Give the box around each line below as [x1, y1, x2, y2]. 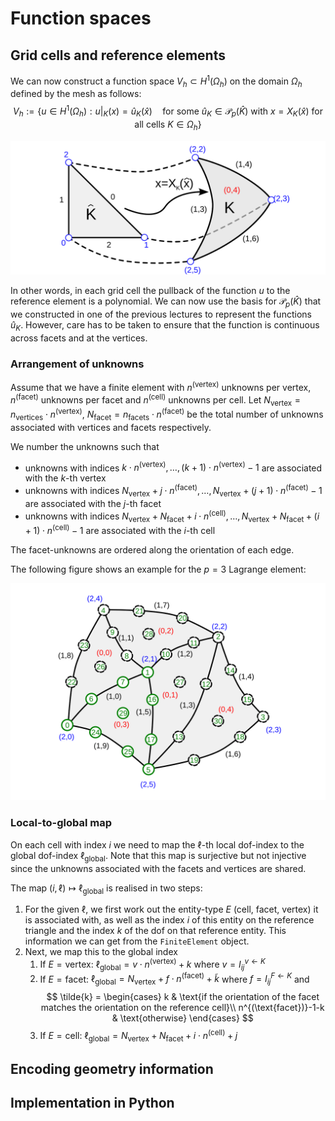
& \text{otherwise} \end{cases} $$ [111, 1012, 254, 1024]
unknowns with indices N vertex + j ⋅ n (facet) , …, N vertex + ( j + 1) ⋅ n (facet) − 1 [24, 483, 323, 499]
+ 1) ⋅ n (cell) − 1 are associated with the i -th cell [24, 523, 216, 536]
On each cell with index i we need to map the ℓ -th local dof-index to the [10, 838, 305, 851]
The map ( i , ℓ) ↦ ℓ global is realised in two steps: [10, 882, 203, 896]
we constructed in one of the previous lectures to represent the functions [10, 308, 312, 321]
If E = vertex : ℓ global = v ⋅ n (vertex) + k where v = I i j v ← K [39, 957, 266, 972]
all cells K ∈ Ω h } [134, 118, 202, 132]
